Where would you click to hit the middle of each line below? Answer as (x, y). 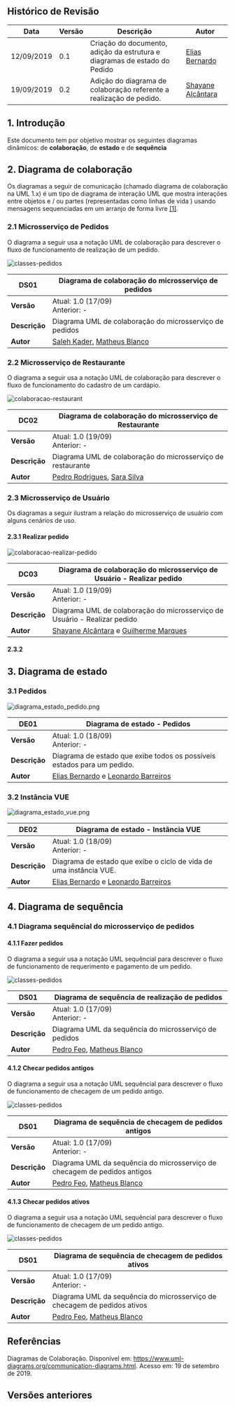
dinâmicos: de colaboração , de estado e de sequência (87, 147)
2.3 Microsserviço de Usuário (59, 498)
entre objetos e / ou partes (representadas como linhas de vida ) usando (112, 201)
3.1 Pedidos (27, 691)
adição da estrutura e (125, 52)
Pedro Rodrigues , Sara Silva (98, 477)
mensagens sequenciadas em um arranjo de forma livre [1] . (93, 209)
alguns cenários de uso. (42, 521)
